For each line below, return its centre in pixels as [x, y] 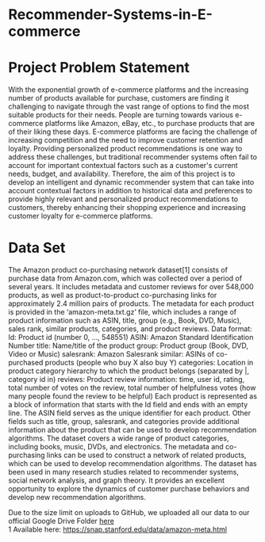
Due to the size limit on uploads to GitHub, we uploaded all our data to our [129, 513]
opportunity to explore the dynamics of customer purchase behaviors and [129, 489]
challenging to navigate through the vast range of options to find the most [129, 107]
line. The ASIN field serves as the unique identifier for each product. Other [130, 413]
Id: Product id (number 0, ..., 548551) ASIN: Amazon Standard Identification [131, 338]
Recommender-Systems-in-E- [110, 15]
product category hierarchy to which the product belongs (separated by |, [129, 371]
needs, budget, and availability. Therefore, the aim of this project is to [122, 174]
